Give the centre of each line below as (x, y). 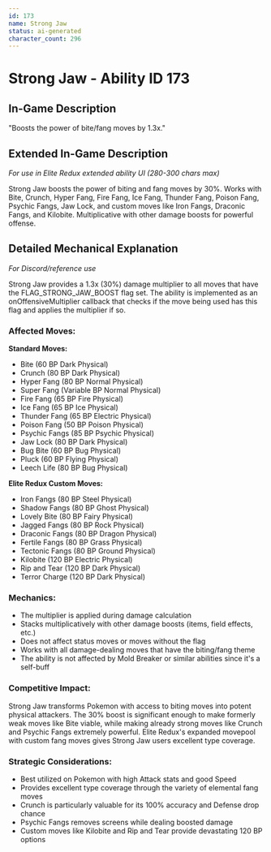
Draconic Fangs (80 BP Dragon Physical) (88, 534)
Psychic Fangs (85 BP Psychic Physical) (87, 433)
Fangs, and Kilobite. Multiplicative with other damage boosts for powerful (131, 215)
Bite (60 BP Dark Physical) (64, 364)
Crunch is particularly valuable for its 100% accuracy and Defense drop (140, 805)
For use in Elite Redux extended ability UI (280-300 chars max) (114, 173)
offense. (22, 223)
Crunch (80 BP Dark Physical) (70, 373)
